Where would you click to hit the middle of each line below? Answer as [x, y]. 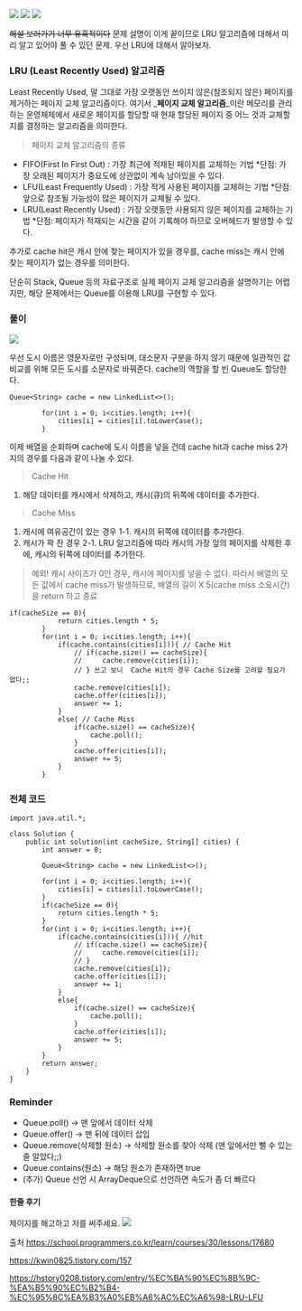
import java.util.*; [48, 818]
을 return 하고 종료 [64, 596]
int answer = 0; [72, 850]
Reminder [31, 1101]
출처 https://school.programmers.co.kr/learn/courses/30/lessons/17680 [142, 1242]
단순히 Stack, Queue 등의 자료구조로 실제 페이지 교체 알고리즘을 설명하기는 [141, 282]
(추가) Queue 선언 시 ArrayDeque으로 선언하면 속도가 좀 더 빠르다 [139, 1179]
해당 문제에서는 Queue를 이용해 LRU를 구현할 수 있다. [123, 293]
